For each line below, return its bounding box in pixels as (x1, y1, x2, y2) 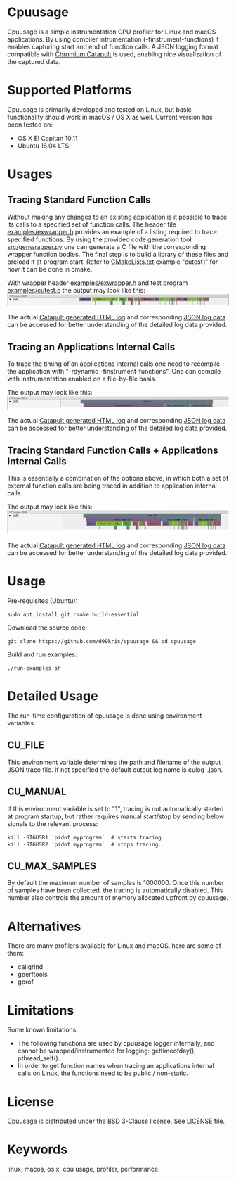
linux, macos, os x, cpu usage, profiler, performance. (7, 1165, 160, 1174)
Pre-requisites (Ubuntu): (7, 597, 78, 605)
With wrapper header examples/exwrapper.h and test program (7, 279, 188, 287)
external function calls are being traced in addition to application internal (7, 481, 218, 490)
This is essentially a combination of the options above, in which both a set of (7, 474, 229, 483)
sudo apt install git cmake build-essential (7, 611, 140, 618)
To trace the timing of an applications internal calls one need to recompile (7, 360, 221, 368)
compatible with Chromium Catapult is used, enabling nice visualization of (7, 50, 222, 58)
